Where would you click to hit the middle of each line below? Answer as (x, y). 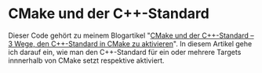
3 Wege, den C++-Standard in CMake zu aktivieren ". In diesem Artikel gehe (130, 43)
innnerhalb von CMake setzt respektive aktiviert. (86, 60)
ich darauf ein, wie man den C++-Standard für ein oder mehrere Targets (125, 52)
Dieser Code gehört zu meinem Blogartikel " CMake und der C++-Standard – (131, 35)
